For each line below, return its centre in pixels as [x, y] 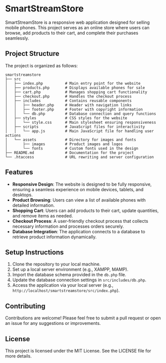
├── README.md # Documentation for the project [70, 153]
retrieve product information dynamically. [54, 237]
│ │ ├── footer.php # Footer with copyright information [74, 109]
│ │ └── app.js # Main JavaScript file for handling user [80, 131]
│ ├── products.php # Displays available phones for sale [75, 88]
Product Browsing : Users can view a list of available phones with [79, 200]
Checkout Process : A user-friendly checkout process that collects [80, 221]
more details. [19, 356]
